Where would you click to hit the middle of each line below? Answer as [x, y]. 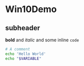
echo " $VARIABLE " [23, 58]
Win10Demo [31, 9]
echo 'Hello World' [26, 54]
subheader [23, 28]
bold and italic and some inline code [42, 40]
